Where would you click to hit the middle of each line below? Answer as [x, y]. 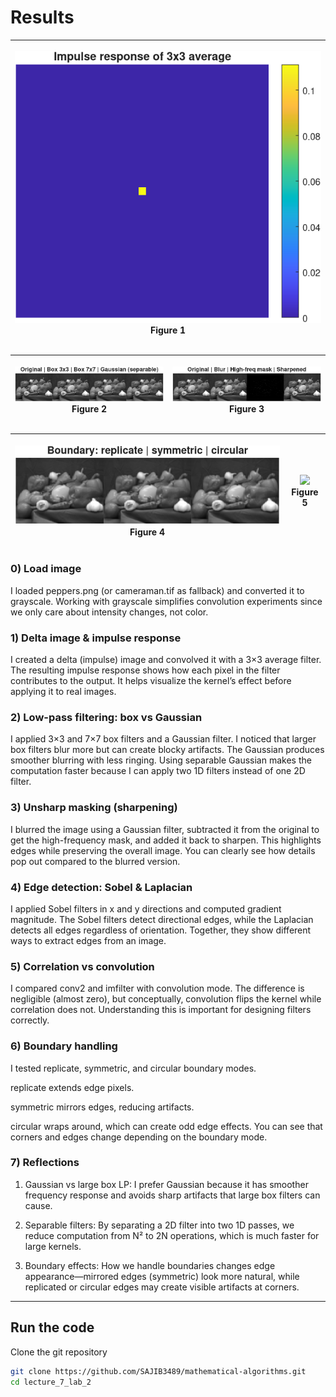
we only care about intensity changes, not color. [109, 612]
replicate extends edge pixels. [72, 1087]
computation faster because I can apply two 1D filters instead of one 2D [158, 771]
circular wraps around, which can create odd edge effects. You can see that [166, 1126]
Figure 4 [147, 532]
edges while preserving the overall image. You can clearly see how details [163, 850]
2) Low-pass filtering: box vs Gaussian [106, 717]
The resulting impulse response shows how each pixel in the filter [145, 670]
